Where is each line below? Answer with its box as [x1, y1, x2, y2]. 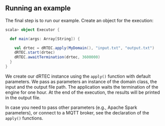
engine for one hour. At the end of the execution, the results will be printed [5, 89, 160, 95]
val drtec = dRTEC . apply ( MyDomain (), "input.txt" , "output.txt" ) [14, 45, 155, 50]
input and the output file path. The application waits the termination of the [5, 84, 158, 90]
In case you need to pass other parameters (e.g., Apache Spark [5, 104, 137, 110]
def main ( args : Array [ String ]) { [10, 36, 80, 41]
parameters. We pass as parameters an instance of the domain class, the [5, 78, 157, 85]
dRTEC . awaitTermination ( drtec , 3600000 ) [14, 55, 100, 60]
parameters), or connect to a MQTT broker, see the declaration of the [5, 109, 149, 115]
